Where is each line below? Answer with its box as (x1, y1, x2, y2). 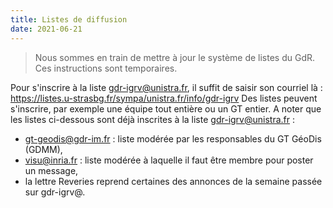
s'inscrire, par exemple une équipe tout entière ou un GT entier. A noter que (10, 102, 322, 115)
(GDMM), (24, 143, 63, 155)
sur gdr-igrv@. (24, 186, 86, 198)
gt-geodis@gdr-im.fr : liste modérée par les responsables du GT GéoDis (24, 132, 322, 145)
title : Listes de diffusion (10, 14, 128, 25)
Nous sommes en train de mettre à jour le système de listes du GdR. (34, 51, 316, 63)
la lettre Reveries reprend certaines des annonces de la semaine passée (24, 175, 323, 187)
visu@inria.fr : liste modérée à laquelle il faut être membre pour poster (24, 154, 314, 166)
